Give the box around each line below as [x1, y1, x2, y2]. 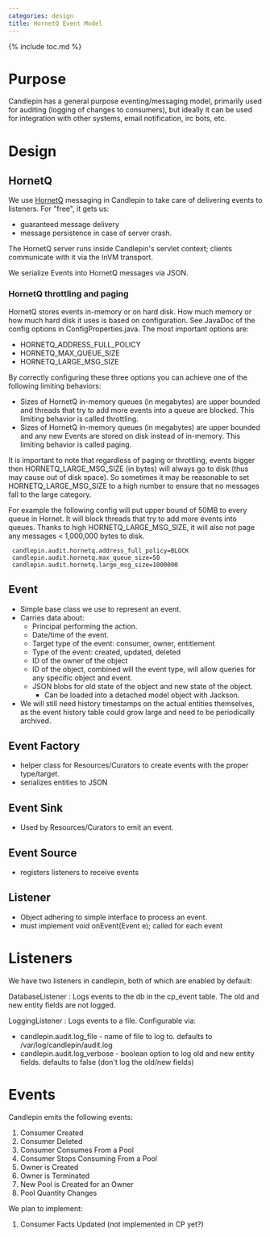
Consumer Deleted [19, 1136, 83, 1146]
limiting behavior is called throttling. [19, 414, 139, 423]
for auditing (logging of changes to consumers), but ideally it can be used [8, 105, 253, 115]
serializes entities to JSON [19, 777, 108, 788]
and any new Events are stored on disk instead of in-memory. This [19, 431, 241, 440]
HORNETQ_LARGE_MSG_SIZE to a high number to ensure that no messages [8, 481, 260, 490]
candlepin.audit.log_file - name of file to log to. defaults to [19, 1031, 213, 1041]
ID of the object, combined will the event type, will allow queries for [31, 664, 256, 674]
